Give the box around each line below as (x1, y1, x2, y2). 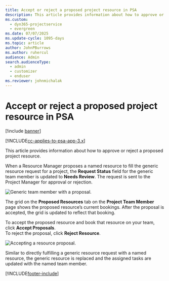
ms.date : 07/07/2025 (5, 31, 49, 36)
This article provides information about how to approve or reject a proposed (5, 147, 163, 153)
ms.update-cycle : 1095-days (5, 36, 65, 41)
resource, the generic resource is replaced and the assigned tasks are (5, 255, 152, 261)
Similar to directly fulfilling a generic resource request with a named (5, 249, 147, 256)
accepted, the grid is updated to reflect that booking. (5, 209, 115, 215)
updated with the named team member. (5, 260, 88, 267)
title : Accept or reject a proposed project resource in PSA (5, 7, 137, 13)
